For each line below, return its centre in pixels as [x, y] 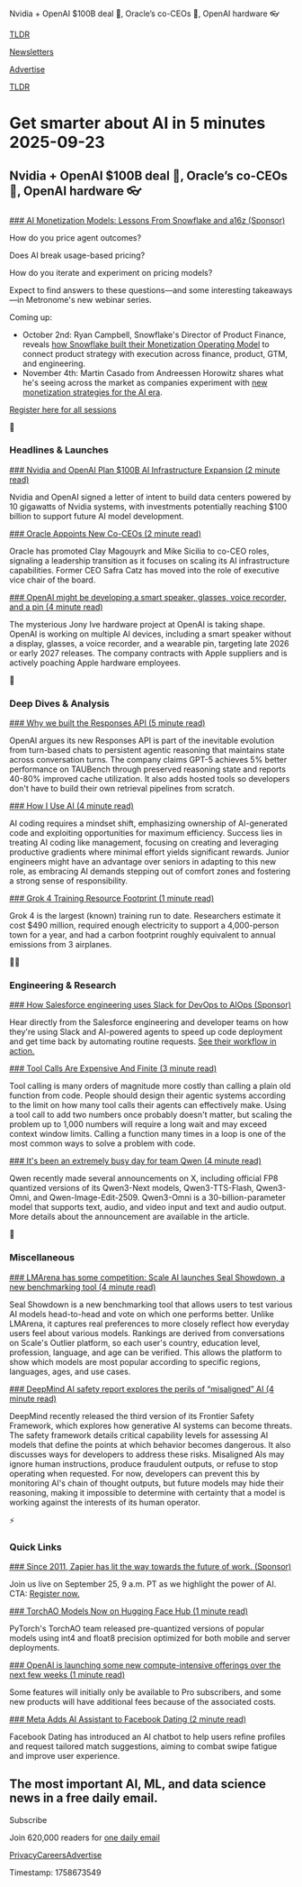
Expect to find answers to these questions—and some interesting [130, 290]
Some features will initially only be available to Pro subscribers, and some [145, 1692]
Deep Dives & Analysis [60, 703]
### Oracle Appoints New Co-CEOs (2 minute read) [106, 533]
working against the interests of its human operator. [105, 1502]
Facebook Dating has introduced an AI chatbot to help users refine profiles [147, 1736]
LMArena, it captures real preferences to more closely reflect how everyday [149, 1324]
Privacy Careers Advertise [56, 1855]
